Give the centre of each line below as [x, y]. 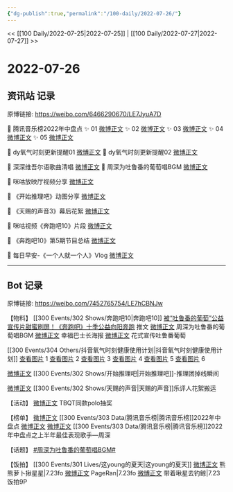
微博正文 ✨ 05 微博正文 [41, 137]
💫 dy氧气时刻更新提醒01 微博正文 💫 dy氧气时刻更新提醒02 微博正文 [102, 152]
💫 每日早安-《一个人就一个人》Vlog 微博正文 [70, 255]
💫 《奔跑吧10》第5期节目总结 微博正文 [61, 240]
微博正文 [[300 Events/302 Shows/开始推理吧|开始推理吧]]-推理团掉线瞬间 [113, 374]
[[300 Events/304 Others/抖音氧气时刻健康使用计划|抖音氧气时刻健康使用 [112, 350]
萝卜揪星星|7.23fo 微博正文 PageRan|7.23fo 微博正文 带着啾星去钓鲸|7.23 [116, 473]
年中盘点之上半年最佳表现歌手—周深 [59, 435]
